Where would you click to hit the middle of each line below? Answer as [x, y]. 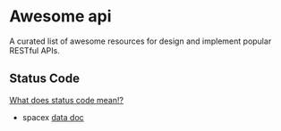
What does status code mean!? [66, 100]
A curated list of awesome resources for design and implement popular [140, 41]
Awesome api [60, 16]
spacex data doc [53, 117]
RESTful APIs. [34, 50]
